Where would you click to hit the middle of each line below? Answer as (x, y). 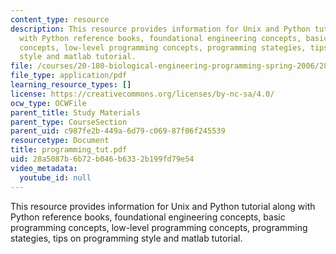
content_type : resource (60, 19)
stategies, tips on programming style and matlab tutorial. (126, 238)
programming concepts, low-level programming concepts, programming (159, 227)
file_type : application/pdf (69, 76)
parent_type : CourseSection (69, 122)
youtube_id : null (55, 177)
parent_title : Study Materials (75, 112)
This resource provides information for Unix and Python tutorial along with (163, 206)
